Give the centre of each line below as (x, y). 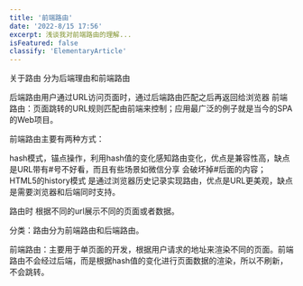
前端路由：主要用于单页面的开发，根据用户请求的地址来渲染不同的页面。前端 (151, 250)
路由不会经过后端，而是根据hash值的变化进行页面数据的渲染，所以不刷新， (149, 261)
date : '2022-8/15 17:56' (56, 26)
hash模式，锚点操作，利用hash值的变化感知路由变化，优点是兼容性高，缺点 (150, 158)
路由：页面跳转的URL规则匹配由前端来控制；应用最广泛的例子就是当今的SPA (151, 108)
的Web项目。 (34, 120)
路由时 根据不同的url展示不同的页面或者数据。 (95, 211)
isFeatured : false (44, 43)
